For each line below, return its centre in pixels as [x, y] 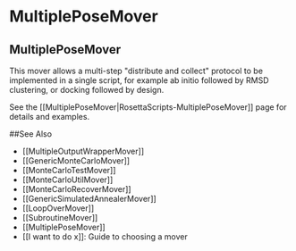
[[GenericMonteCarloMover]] [76, 161]
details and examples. [50, 117]
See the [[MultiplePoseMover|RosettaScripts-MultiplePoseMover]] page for [148, 107]
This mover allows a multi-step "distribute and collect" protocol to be [136, 71]
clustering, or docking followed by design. [87, 90]
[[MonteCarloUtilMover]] [68, 180]
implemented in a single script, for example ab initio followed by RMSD [140, 80]
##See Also [30, 134]
